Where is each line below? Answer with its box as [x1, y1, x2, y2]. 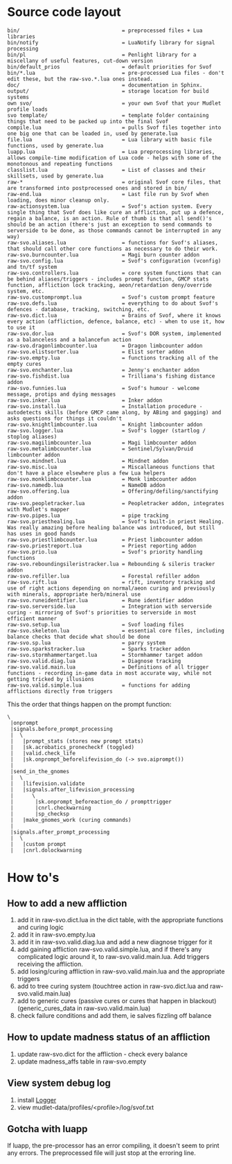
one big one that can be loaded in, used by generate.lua [7, 130, 178, 137]
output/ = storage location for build [7, 87, 209, 94]
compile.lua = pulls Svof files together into [7, 124, 222, 131]
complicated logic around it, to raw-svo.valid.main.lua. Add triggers [17, 952, 210, 960]
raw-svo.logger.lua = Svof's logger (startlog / [7, 427, 206, 434]
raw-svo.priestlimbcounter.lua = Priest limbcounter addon [7, 536, 203, 543]
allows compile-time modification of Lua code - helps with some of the [7, 154, 222, 161]
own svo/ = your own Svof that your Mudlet [7, 100, 222, 107]
